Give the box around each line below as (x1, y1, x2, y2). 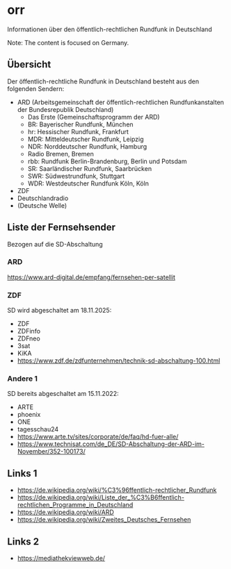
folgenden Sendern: (7, 84, 65, 92)
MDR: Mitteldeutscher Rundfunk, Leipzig (27, 135, 144, 143)
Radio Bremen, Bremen (27, 149, 94, 158)
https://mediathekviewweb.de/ (17, 554, 106, 563)
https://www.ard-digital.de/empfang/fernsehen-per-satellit (7, 273, 176, 281)
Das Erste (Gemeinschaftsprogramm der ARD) (27, 113, 160, 121)
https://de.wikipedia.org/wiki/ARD (17, 508, 115, 516)
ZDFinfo (17, 327, 40, 336)
